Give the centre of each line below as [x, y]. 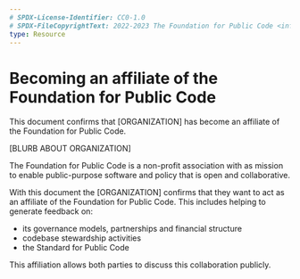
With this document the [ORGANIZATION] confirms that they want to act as [147, 193]
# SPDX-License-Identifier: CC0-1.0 [77, 17]
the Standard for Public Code [75, 248]
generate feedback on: [51, 211]
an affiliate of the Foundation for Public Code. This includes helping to [137, 202]
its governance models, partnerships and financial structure [132, 229]
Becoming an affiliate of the [114, 78]
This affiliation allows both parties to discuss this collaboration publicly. [140, 265]
